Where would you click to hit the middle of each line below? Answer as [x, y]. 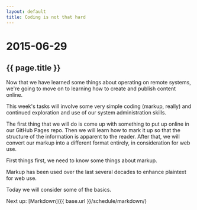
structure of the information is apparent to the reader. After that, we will [93, 136]
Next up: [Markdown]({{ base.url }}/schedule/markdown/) [76, 201]
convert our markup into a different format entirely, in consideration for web [98, 143]
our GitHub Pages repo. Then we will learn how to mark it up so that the [93, 130]
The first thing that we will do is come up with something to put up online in [98, 124]
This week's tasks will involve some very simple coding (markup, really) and [99, 106]
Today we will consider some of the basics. [59, 189]
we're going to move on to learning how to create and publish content [91, 88]
